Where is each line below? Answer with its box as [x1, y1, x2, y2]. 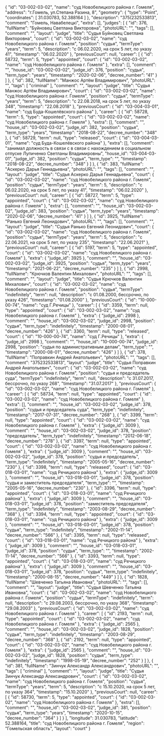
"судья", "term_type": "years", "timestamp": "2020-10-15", [5, 710, 123, 715]
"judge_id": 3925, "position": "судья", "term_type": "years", [31, 260, 152, 266]
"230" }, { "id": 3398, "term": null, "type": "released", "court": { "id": [5, 464, 142, 470]
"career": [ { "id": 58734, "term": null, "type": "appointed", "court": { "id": [5, 391, 152, 397]
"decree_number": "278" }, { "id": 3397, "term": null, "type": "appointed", [5, 438, 152, 444]
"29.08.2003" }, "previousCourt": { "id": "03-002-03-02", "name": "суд [5, 605, 149, 611]
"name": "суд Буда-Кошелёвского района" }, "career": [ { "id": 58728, [5, 109, 149, 115]
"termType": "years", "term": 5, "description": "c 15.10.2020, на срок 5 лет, [5, 684, 156, 689]
